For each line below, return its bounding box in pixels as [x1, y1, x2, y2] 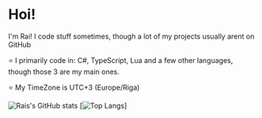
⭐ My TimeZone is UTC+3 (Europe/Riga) [8, 83, 140, 92]
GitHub [8, 39, 32, 49]
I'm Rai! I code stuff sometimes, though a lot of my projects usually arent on [8, 31, 255, 41]
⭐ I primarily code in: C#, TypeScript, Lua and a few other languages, [8, 55, 234, 65]
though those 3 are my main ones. [8, 67, 120, 76]
